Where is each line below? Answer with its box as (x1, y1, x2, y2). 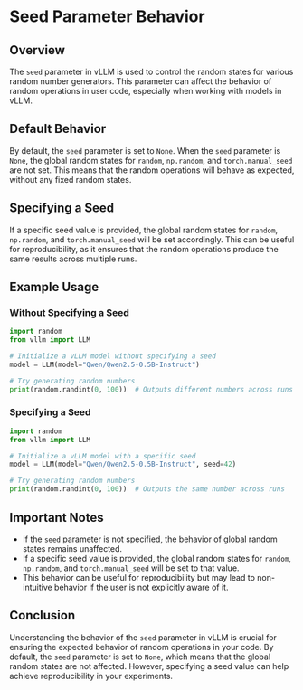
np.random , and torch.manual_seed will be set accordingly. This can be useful (9, 233, 295, 245)
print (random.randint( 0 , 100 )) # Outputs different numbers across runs (9, 384, 294, 394)
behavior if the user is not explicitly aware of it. (53, 581, 229, 592)
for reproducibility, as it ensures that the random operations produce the (9, 243, 279, 254)
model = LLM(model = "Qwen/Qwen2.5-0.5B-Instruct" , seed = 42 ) (9, 459, 237, 469)
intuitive (22, 581, 52, 592)
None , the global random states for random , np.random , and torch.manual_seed (9, 155, 293, 165)
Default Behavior (9, 121, 107, 137)
